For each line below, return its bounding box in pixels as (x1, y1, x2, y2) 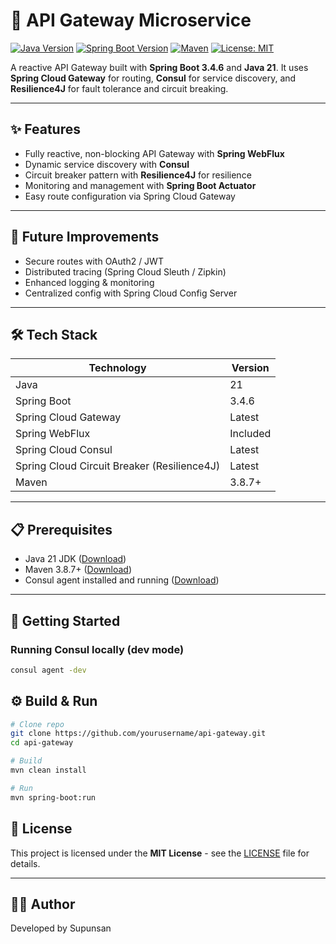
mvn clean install (10, 765, 87, 776)
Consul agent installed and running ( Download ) (24, 574, 220, 586)
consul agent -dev (10, 665, 87, 675)
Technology (88, 361, 147, 375)
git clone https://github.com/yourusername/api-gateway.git (10, 729, 267, 739)
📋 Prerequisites (10, 521, 113, 538)
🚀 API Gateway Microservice (10, 9, 252, 32)
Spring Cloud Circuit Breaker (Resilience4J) (15, 459, 221, 473)
